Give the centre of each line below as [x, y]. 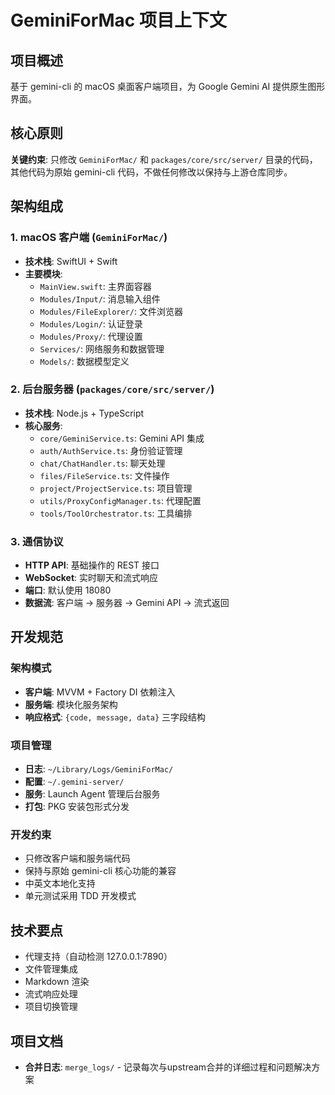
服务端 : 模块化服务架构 [71, 704]
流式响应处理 [51, 994]
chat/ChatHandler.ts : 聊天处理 [102, 463]
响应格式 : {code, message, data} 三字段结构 [115, 717]
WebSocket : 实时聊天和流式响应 [91, 578]
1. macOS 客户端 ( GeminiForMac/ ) [89, 238]
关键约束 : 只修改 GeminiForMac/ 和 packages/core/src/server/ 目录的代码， [164, 159]
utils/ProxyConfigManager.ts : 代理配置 [120, 500]
